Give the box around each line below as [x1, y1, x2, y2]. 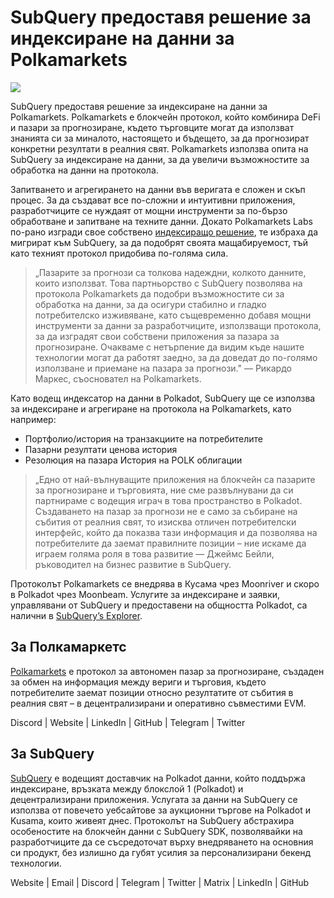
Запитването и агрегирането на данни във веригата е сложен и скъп [10, 183, 306, 195]
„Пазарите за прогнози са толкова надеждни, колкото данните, [34, 266, 307, 278]
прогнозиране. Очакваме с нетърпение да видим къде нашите [34, 341, 305, 353]
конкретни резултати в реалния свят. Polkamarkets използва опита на [10, 142, 309, 155]
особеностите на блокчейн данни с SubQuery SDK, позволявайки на [10, 825, 303, 837]
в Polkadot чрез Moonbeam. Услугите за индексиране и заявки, [10, 588, 281, 600]
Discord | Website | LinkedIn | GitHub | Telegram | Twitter [10, 716, 246, 728]
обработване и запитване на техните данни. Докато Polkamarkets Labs [10, 215, 313, 227]
